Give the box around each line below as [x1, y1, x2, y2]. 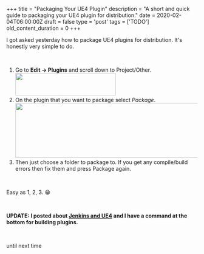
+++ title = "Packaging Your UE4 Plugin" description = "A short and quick [6, 5, 190, 12]
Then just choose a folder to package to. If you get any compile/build [15, 159, 188, 166]
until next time [6, 242, 42, 249]
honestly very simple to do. [6, 43, 75, 50]
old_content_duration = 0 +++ [6, 24, 81, 32]
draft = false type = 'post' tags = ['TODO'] [44, 18, 150, 25]
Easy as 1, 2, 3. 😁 [6, 188, 50, 196]
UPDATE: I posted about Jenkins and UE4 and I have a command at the [6, 212, 188, 219]
